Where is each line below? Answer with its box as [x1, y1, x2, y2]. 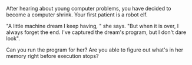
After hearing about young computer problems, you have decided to [6, 5, 172, 12]
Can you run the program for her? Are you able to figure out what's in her [6, 46, 184, 53]
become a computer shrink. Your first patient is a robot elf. [6, 11, 148, 18]
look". [6, 35, 21, 42]
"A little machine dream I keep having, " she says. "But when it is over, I [6, 23, 179, 29]
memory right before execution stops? [6, 53, 99, 59]
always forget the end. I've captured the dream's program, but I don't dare [6, 29, 187, 36]
